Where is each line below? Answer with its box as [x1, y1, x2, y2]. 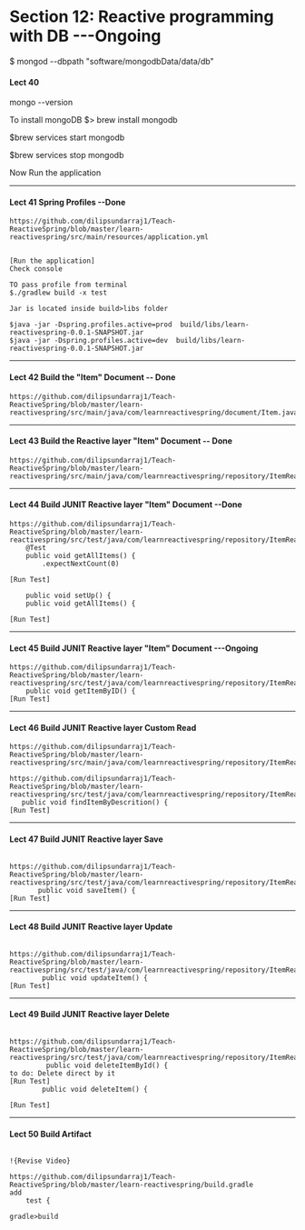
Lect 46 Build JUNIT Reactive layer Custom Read [9, 722, 197, 733]
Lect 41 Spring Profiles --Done [9, 196, 126, 207]
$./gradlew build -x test [9, 288, 107, 297]
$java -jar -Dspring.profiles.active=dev [9, 336, 169, 345]
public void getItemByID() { [25, 686, 136, 696]
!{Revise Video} [9, 1156, 71, 1165]
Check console [9, 265, 64, 274]
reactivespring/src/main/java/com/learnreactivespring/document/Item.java [9, 407, 299, 417]
